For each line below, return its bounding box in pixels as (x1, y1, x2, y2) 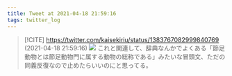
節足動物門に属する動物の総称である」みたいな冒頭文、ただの (48, 53, 226, 61)
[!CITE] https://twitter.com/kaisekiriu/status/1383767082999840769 (24, 35, 219, 44)
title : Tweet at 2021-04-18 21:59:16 (7, 10, 117, 17)
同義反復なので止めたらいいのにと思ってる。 (24, 61, 153, 69)
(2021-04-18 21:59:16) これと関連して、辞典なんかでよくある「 (24, 44, 213, 52)
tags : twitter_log (7, 17, 60, 23)
